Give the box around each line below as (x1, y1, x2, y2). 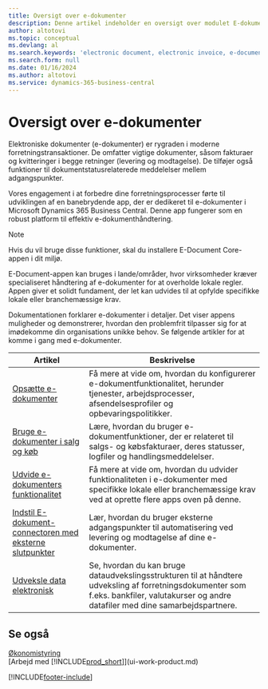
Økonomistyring (8, 648, 61, 658)
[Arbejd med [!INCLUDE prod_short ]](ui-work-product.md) (8, 657, 199, 667)
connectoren (12, 527, 61, 538)
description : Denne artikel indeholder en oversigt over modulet (8, 19, 230, 27)
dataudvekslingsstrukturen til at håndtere (89, 570, 243, 581)
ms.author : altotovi (8, 71, 77, 79)
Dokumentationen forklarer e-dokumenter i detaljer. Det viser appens (8, 310, 235, 320)
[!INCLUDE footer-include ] (8, 672, 93, 682)
